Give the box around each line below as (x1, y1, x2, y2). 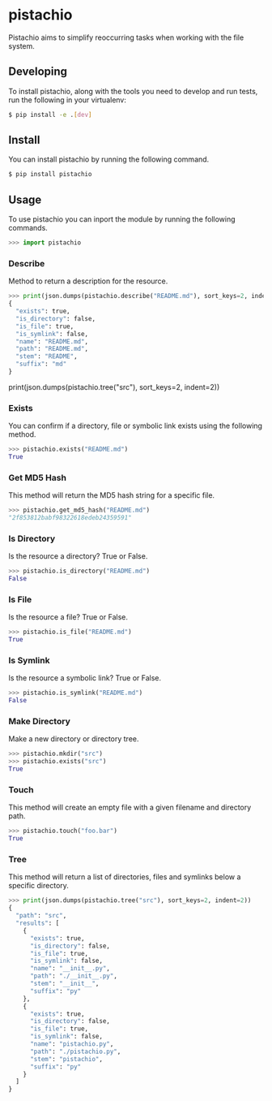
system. (8, 41, 35, 50)
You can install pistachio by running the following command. (8, 154, 210, 164)
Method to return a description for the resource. (8, 276, 168, 286)
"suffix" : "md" (15, 360, 67, 369)
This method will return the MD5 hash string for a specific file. (8, 490, 215, 500)
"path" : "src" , (15, 912, 67, 920)
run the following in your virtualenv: (8, 95, 127, 105)
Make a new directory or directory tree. (8, 734, 139, 744)
